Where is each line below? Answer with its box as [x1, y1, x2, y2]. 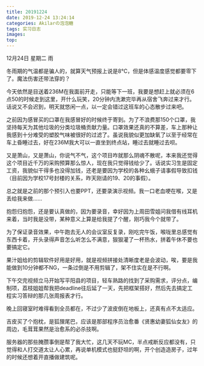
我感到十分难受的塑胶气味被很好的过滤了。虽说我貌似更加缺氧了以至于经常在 [6, 131, 198, 138]
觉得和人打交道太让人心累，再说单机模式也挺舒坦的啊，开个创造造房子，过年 [6, 346, 198, 353]
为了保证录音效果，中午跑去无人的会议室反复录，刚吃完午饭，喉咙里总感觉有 [6, 228, 198, 236]
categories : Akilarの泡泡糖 [6, 20, 74, 26]
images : [6, 32, 26, 38]
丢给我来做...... [6, 195, 42, 202]
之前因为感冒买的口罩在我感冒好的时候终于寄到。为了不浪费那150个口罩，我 [6, 116, 196, 123]
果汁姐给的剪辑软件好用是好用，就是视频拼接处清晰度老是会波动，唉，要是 [6, 256, 192, 263]
